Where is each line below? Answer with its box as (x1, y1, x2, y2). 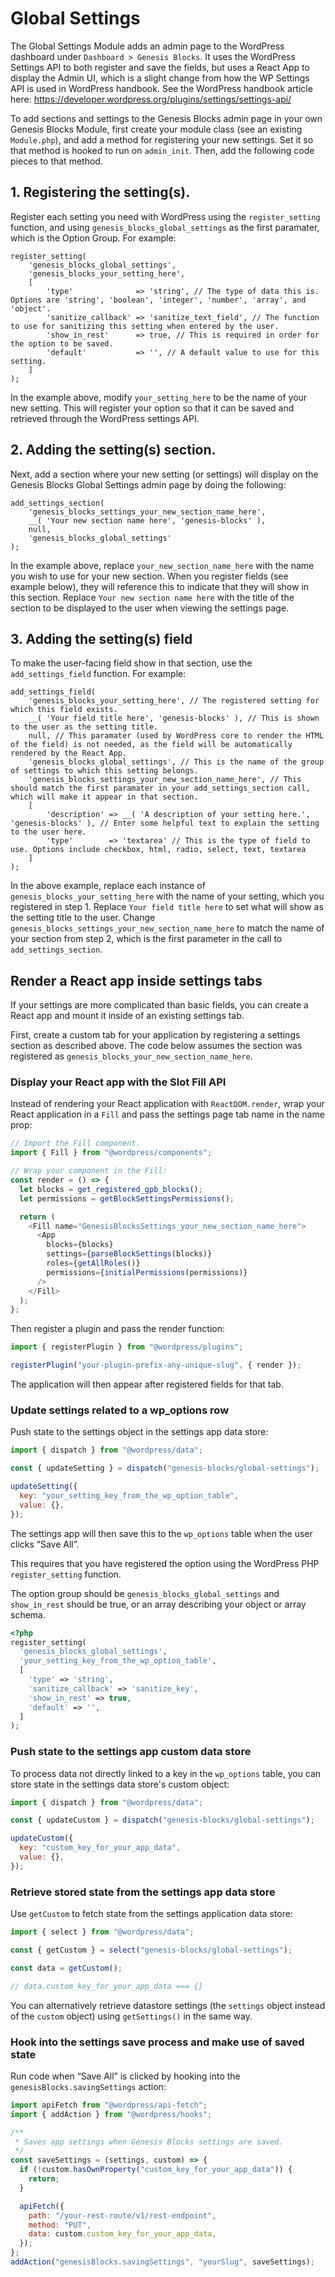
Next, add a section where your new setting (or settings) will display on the (10, 468, 319, 480)
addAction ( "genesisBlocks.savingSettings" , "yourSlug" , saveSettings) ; (10, 2257, 315, 2267)
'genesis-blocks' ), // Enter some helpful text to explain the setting (10, 818, 320, 829)
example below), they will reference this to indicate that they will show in (10, 580, 310, 592)
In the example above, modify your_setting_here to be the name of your (10, 391, 308, 403)
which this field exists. (10, 705, 118, 715)
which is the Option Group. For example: (10, 232, 177, 244)
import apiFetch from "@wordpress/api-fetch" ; (10, 2100, 208, 2110)
